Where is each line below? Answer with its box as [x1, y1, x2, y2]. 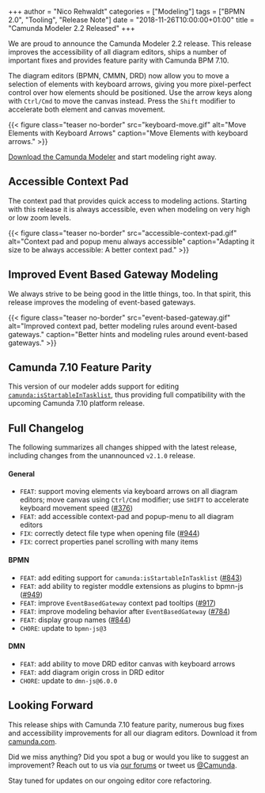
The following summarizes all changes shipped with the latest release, [8, 442, 237, 452]
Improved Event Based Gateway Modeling [8, 268, 219, 282]
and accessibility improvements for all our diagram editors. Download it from [8, 728, 258, 738]
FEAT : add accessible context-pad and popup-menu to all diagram [19, 512, 234, 522]
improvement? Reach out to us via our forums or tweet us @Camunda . [8, 760, 237, 770]
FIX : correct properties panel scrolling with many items [19, 537, 199, 547]
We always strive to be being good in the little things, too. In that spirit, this [8, 289, 252, 298]
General [8, 469, 36, 478]
